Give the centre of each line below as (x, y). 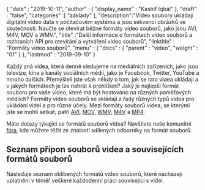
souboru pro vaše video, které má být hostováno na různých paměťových (99, 92)
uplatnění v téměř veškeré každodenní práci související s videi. (85, 180)
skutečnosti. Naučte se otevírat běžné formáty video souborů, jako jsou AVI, (102, 28)
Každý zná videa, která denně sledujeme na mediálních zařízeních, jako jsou (102, 66)
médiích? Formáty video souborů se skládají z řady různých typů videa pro (100, 99)
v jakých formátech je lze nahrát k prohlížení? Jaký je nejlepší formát (93, 86)
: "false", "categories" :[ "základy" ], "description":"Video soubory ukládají (100, 15)
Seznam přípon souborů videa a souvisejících (95, 150)
